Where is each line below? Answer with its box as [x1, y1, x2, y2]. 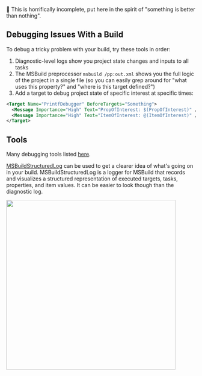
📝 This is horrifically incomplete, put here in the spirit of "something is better [6, 6, 195, 13]
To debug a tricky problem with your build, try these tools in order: [6, 45, 171, 53]
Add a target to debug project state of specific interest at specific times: [14, 89, 194, 97]
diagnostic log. [6, 188, 43, 196]
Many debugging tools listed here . [6, 151, 91, 158]
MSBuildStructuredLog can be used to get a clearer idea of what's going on [6, 162, 194, 170]
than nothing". [6, 12, 41, 19]
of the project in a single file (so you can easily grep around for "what [14, 76, 188, 84]
